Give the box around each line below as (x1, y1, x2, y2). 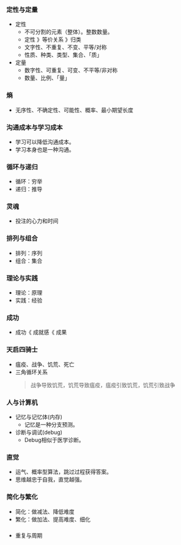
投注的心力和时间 (15, 217, 59, 225)
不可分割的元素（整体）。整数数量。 (24, 28, 113, 36)
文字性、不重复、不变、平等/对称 (24, 44, 107, 51)
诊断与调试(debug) (15, 428, 63, 436)
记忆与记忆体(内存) (15, 413, 63, 420)
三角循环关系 (15, 368, 48, 376)
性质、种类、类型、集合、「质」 (24, 51, 103, 59)
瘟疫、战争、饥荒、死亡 (15, 360, 75, 368)
